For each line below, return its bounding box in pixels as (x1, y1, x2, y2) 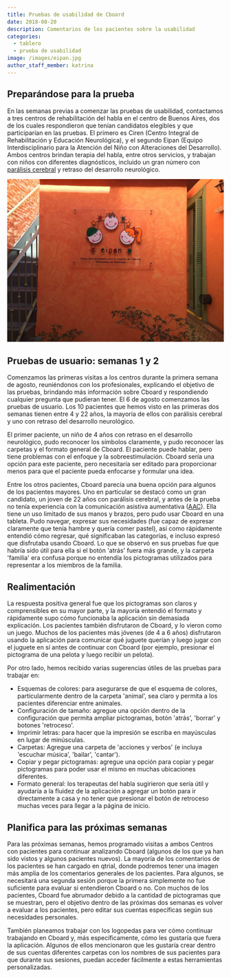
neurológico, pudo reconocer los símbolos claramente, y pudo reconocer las (7, 438, 224, 446)
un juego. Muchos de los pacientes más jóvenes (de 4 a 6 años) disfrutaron (7, 629, 221, 637)
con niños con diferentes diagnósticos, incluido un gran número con (7, 158, 201, 166)
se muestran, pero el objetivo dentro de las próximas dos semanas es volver (7, 899, 223, 906)
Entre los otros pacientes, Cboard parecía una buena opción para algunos (7, 481, 217, 489)
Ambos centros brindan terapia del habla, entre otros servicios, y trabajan (7, 150, 216, 158)
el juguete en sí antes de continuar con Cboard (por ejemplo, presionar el (7, 643, 214, 652)
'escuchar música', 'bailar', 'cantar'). (16, 751, 120, 759)
